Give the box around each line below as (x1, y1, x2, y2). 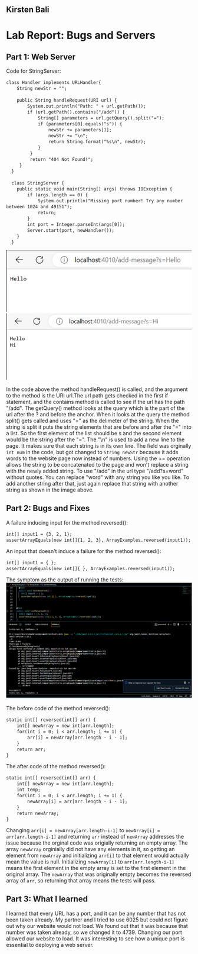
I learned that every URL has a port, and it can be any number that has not (6, 910, 186, 917)
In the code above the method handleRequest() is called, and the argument (6, 386, 188, 393)
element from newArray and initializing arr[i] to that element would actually (6, 852, 190, 859)
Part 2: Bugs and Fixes (6, 503, 90, 513)
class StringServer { (11, 180, 65, 186)
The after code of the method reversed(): (6, 763, 106, 770)
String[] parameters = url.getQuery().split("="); (37, 115, 165, 121)
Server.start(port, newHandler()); (27, 228, 115, 234)
